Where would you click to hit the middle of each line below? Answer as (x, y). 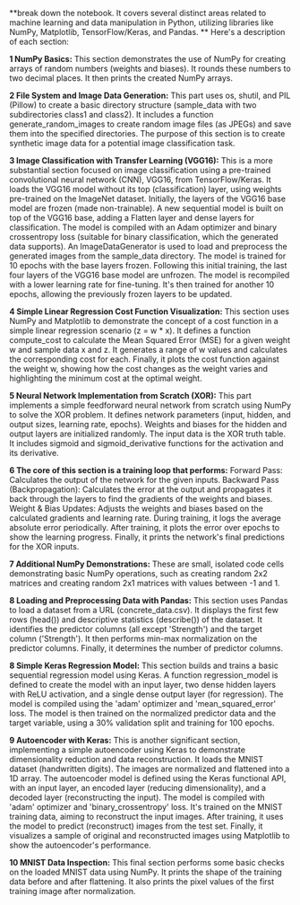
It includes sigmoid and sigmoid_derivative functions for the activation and (146, 443)
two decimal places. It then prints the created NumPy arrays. (121, 78)
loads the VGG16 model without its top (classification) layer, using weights (146, 189)
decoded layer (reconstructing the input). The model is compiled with (137, 797)
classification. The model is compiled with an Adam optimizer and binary (143, 227)
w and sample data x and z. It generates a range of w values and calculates (149, 350)
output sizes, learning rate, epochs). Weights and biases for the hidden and (148, 424)
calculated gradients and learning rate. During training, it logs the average (146, 518)
